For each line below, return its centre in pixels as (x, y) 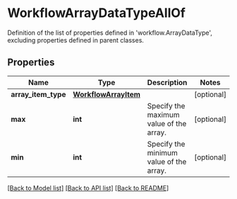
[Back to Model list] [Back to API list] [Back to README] (88, 188)
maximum (163, 115)
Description (167, 82)
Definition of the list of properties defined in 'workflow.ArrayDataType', (110, 33)
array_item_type (38, 94)
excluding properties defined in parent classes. (76, 40)
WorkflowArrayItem (107, 94)
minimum (163, 152)
